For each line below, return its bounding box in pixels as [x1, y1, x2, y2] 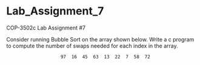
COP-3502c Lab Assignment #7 [6, 24, 86, 31]
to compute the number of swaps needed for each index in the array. [6, 42, 179, 49]
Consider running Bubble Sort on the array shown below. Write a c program [6, 36, 195, 43]
